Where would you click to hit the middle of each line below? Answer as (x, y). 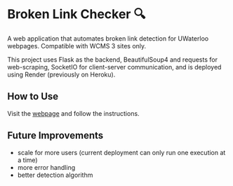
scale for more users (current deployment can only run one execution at (121, 152)
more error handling (46, 167)
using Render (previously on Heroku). (61, 74)
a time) (27, 160)
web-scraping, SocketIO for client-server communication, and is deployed (114, 67)
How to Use (33, 97)
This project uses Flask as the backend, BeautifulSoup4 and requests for (112, 59)
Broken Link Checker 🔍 (76, 14)
